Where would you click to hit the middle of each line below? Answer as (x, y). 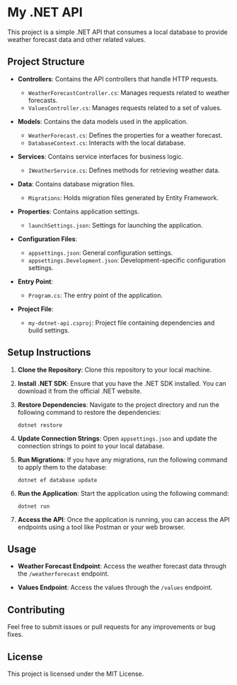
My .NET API (45, 12)
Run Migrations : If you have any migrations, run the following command (122, 460)
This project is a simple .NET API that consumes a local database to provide (117, 32)
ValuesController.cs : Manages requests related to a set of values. (125, 108)
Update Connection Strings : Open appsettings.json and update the (117, 438)
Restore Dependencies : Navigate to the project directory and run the (118, 404)
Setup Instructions (49, 353)
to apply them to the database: (62, 467)
